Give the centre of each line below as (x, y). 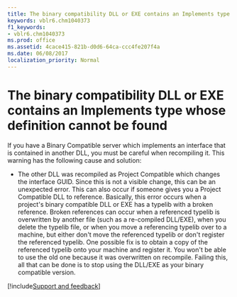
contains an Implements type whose (117, 110)
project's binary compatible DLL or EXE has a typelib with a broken (115, 204)
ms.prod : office (31, 40)
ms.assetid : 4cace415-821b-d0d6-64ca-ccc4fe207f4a (84, 47)
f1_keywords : (27, 27)
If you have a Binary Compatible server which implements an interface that (116, 145)
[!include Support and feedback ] (54, 286)
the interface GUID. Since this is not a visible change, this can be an (117, 181)
